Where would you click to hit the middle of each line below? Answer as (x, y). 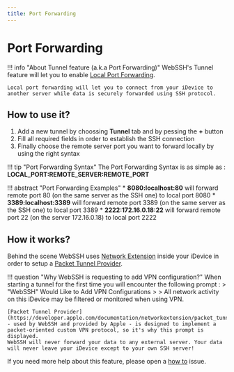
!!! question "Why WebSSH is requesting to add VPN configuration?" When (114, 277)
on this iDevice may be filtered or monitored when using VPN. (96, 299)
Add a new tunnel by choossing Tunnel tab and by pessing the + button (120, 131)
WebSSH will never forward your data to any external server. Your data (115, 342)
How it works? (39, 240)
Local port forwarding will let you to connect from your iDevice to (110, 88)
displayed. (23, 337)
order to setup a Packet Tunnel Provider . (65, 264)
